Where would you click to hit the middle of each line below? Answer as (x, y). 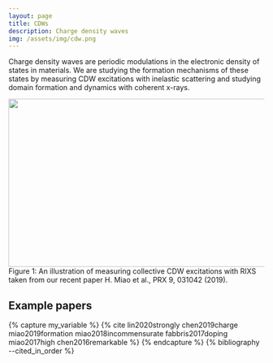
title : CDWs (28, 24)
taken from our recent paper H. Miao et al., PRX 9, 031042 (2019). (118, 280)
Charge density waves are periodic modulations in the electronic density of (134, 62)
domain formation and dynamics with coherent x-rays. (99, 88)
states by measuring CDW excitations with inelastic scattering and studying (135, 79)
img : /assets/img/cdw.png (52, 39)
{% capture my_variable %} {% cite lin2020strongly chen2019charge (123, 325)
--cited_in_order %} (41, 351)
